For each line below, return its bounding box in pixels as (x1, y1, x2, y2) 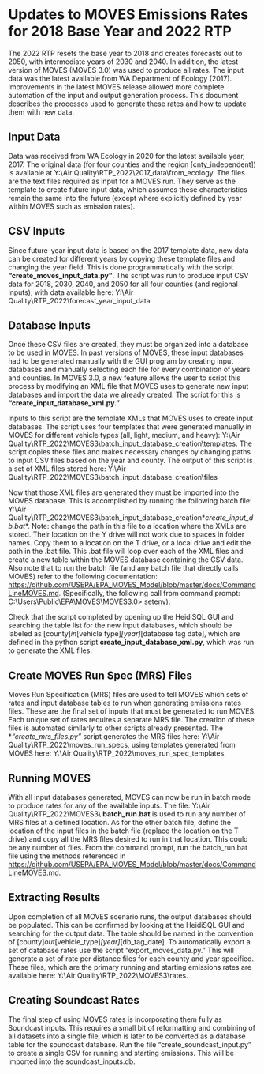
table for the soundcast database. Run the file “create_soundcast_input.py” (8, 1039, 252, 1049)
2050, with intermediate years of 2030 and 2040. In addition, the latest (8, 57, 239, 66)
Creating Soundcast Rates (8, 993, 140, 1007)
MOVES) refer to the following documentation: (8, 571, 158, 582)
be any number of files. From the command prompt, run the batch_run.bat (8, 843, 248, 852)
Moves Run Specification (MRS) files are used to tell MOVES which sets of (8, 690, 249, 699)
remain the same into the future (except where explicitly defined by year (8, 193, 243, 202)
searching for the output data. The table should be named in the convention (8, 929, 254, 938)
